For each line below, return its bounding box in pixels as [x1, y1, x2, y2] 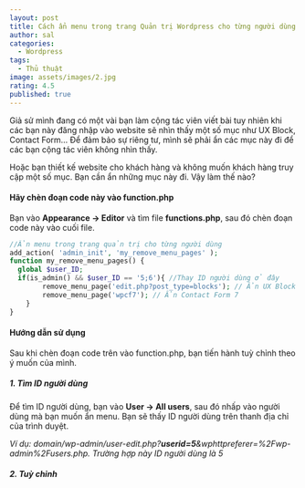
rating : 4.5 [9, 81, 55, 90]
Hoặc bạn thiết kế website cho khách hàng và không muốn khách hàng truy [9, 161, 294, 172]
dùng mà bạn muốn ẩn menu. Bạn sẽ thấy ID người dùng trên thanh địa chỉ [9, 410, 289, 421]
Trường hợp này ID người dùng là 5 [92, 448, 224, 459]
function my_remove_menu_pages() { [9, 256, 145, 265]
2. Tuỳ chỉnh [9, 469, 58, 480]
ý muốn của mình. [9, 357, 78, 368]
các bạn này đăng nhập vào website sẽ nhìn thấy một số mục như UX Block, [9, 124, 296, 135]
